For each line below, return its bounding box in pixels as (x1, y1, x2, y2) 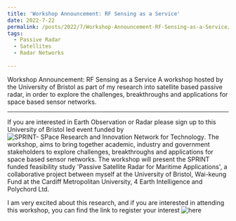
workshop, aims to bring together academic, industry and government (7, 140, 211, 148)
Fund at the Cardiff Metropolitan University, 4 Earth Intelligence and (7, 177, 203, 186)
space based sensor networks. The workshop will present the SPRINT (7, 155, 210, 163)
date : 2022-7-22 (7, 17, 55, 24)
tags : (7, 29, 23, 37)
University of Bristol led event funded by (7, 125, 124, 133)
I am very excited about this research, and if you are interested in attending (7, 198, 225, 207)
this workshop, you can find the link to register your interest (7, 206, 181, 214)
